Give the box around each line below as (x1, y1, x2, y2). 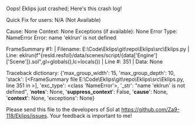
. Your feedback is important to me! (46, 112, 132, 119)
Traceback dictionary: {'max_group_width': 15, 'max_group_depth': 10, (6, 70, 175, 76)
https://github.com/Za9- (121, 106, 180, 113)
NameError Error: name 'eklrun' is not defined (6, 34, 116, 41)
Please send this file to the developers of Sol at (6, 106, 120, 113)
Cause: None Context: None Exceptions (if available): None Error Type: (6, 28, 177, 35)
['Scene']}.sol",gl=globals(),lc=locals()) (6, 58, 101, 65)
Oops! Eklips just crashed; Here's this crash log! (6, 5, 122, 12)
